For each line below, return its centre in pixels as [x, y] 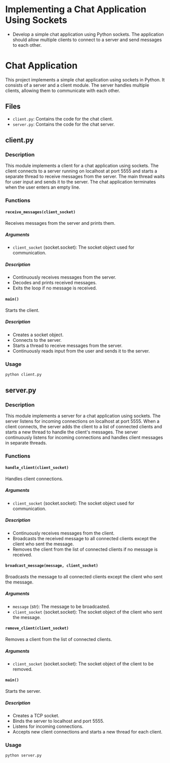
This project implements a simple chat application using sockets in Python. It [85, 79]
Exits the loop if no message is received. [55, 288]
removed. [23, 669]
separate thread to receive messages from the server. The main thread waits [85, 177]
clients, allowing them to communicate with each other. [63, 91]
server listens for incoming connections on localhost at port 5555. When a [82, 421]
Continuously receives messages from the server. [64, 277]
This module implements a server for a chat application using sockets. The [83, 416]
